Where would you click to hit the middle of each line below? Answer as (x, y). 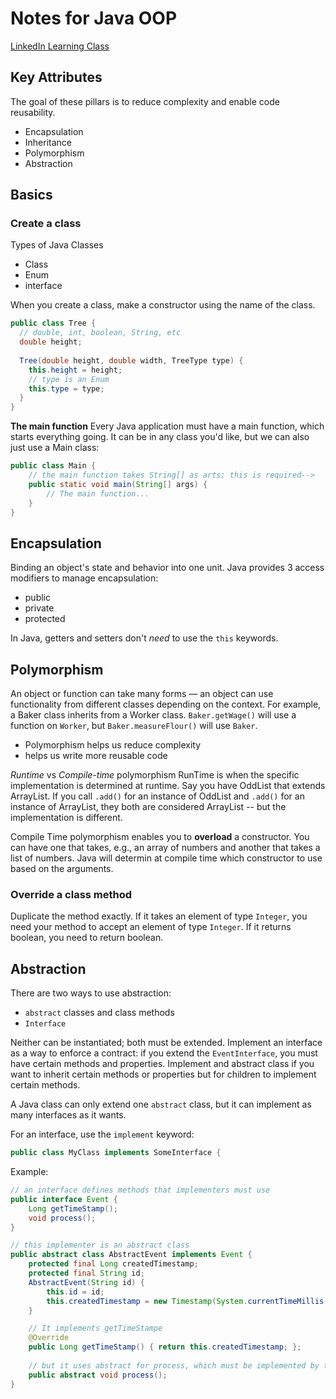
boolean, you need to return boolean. (87, 938)
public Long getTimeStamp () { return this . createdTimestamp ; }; (165, 1347)
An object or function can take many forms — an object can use (142, 694)
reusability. (33, 112)
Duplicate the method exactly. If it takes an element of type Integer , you (159, 916)
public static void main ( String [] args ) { (118, 484)
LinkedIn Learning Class (60, 46)
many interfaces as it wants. (68, 1115)
